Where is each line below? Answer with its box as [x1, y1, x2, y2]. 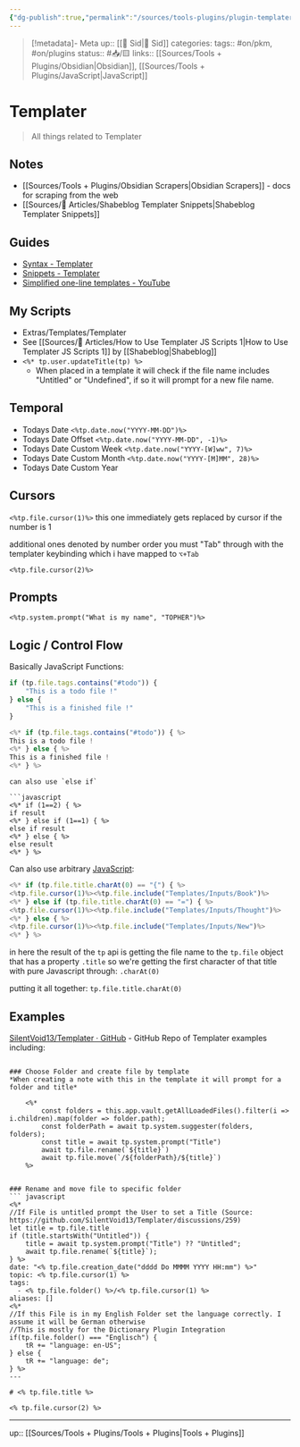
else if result [9, 824, 66, 833]
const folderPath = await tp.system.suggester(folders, [41, 1122, 254, 1131]
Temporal [9, 400, 64, 416]
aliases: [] [9, 1293, 54, 1303]
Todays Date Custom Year [21, 462, 119, 473]
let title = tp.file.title [9, 1224, 110, 1232]
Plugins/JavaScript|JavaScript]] [30, 70, 148, 80]
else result [9, 840, 54, 849]
